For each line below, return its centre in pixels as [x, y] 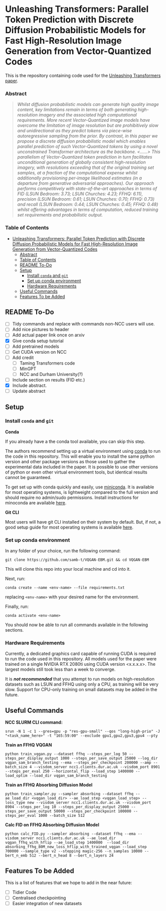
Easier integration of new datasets [47, 904]
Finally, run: [17, 607]
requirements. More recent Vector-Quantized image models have [83, 120]
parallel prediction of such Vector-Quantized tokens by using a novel [87, 147]
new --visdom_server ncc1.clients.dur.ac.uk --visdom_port [89, 803]
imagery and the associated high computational [88, 115]
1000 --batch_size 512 [62, 816]
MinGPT [28, 369]
